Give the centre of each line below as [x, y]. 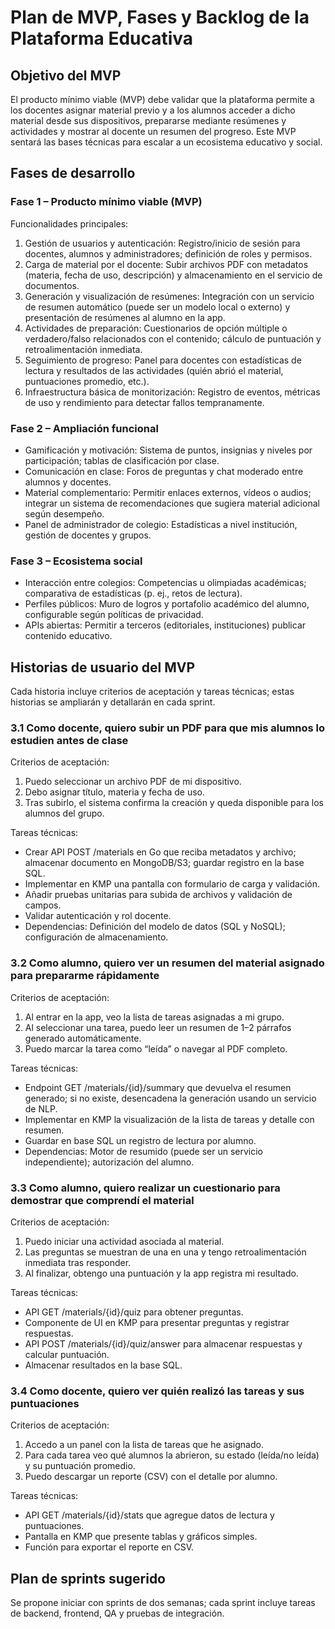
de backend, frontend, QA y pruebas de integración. [117, 1613]
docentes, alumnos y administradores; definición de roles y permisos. [168, 253]
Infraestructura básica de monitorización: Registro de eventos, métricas [172, 392]
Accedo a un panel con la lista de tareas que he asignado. [144, 1445]
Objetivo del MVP [66, 75]
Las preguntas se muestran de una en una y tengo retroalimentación [165, 1252]
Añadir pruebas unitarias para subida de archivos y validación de [158, 895]
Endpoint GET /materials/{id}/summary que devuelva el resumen [158, 1087]
